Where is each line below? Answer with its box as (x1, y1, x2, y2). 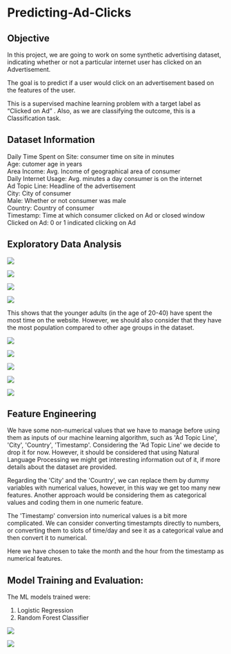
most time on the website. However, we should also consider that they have (7, 316, 222, 324)
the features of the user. (7, 86, 76, 94)
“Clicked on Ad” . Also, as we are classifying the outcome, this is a (7, 107, 196, 115)
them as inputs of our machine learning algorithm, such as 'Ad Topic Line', (7, 434, 218, 442)
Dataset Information (7, 134, 95, 146)
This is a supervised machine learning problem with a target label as (7, 99, 201, 108)
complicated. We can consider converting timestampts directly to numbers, (7, 519, 221, 528)
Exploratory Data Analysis (7, 238, 122, 250)
